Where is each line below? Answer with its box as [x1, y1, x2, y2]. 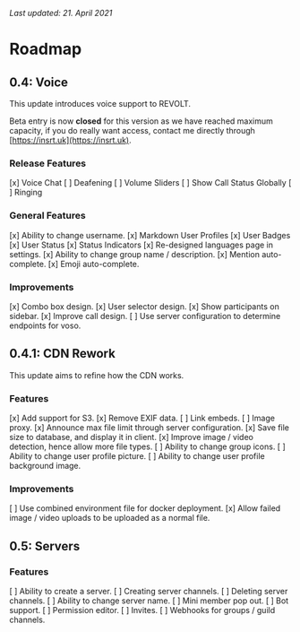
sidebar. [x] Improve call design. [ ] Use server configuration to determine [9, 310, 281, 321]
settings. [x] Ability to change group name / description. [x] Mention [9, 248, 260, 259]
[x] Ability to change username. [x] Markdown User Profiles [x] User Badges [9, 229, 291, 240]
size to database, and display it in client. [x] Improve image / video [9, 432, 253, 442]
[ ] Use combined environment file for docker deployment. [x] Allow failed [9, 503, 281, 514]
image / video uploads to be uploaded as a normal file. [9, 513, 210, 524]
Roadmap [9, 39, 82, 59]
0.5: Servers [9, 538, 81, 554]
